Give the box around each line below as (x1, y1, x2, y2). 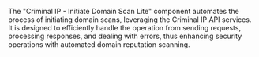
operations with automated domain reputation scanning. (8, 40, 191, 49)
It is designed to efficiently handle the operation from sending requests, (8, 23, 242, 32)
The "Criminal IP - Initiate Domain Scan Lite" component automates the (8, 7, 239, 16)
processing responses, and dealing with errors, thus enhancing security (8, 31, 242, 41)
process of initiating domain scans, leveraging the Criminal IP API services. (8, 15, 252, 24)
